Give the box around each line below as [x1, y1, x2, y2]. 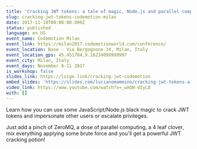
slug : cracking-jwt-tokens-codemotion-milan [6, 14, 117, 20]
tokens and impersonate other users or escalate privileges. [6, 112, 148, 119]
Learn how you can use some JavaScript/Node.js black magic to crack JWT [6, 106, 189, 113]
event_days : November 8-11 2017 [6, 63, 85, 69]
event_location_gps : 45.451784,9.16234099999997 [6, 52, 127, 58]
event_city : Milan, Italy [6, 57, 69, 63]
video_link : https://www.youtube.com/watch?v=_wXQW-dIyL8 [6, 85, 151, 91]
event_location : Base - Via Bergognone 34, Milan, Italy [6, 47, 148, 53]
